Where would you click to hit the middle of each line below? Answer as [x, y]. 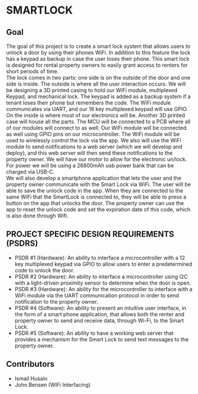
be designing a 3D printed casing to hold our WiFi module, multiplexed [92, 90]
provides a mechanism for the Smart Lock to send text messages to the [102, 339]
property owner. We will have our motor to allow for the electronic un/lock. [97, 159]
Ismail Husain [31, 378]
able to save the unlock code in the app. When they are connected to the [95, 191]
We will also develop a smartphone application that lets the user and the [94, 178]
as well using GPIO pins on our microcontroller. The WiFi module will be [93, 134]
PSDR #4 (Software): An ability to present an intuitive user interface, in [100, 308]
